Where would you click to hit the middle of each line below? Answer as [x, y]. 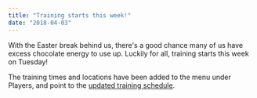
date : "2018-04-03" [40, 23]
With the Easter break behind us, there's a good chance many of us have [126, 45]
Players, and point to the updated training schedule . [92, 85]
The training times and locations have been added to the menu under [119, 77]
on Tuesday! [28, 62]
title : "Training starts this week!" [70, 15]
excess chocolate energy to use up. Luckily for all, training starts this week [128, 53]
